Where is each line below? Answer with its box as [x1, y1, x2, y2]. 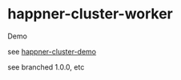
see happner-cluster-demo [7, 46, 97, 56]
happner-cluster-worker [7, 5, 174, 23]
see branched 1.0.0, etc [7, 62, 85, 72]
